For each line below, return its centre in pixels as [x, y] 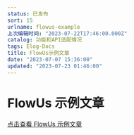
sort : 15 [20, 20]
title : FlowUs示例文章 [38, 53]
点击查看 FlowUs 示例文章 [45, 124]
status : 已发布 [28, 14]
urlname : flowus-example [44, 27]
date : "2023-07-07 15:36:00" [50, 60]
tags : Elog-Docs [31, 46]
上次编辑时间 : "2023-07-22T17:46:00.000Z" [67, 33]
